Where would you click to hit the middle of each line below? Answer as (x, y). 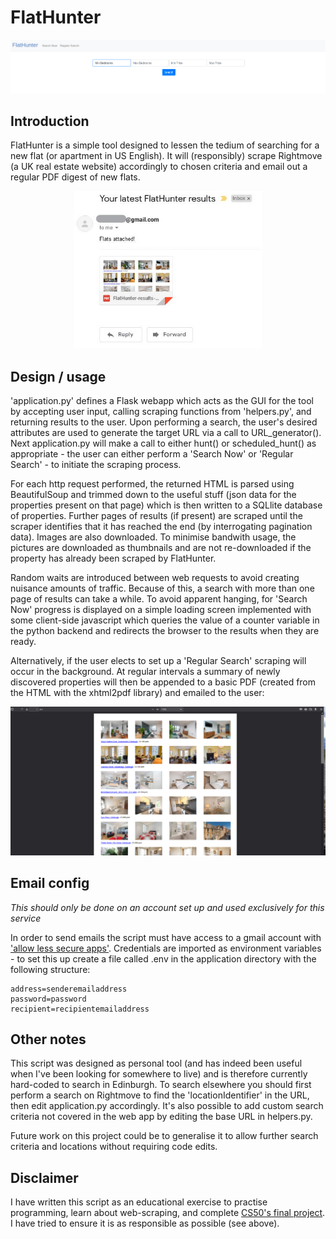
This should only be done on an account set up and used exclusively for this (167, 907)
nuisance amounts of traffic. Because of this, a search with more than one (162, 588)
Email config (50, 883)
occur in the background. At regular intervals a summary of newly (145, 672)
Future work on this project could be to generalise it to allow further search (164, 1136)
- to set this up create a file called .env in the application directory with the (163, 958)
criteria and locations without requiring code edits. (114, 1147)
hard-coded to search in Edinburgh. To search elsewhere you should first (161, 1085)
